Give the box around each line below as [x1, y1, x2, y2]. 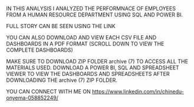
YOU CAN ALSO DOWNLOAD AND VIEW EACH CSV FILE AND [6, 34, 157, 41]
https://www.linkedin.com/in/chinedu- [91, 88, 184, 95]
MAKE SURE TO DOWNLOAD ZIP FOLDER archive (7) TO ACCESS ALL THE [6, 58, 189, 65]
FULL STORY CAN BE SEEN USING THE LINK [6, 23, 116, 29]
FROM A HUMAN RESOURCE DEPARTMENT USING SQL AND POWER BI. [6, 11, 183, 18]
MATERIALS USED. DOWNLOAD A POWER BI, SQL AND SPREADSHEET [6, 64, 180, 71]
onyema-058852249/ [6, 94, 59, 101]
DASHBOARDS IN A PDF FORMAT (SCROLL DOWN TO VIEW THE [6, 41, 165, 47]
